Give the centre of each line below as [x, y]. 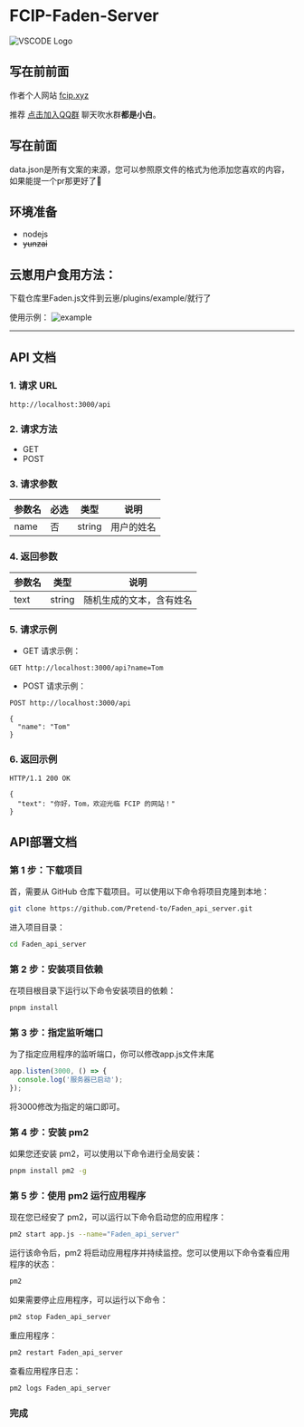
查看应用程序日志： [45, 1371]
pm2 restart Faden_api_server [66, 1352]
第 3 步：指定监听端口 [57, 1032]
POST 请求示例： [54, 686]
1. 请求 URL [33, 385]
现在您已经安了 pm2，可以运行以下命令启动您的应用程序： [118, 1217]
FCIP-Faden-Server [84, 16]
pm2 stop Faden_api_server [60, 1317]
